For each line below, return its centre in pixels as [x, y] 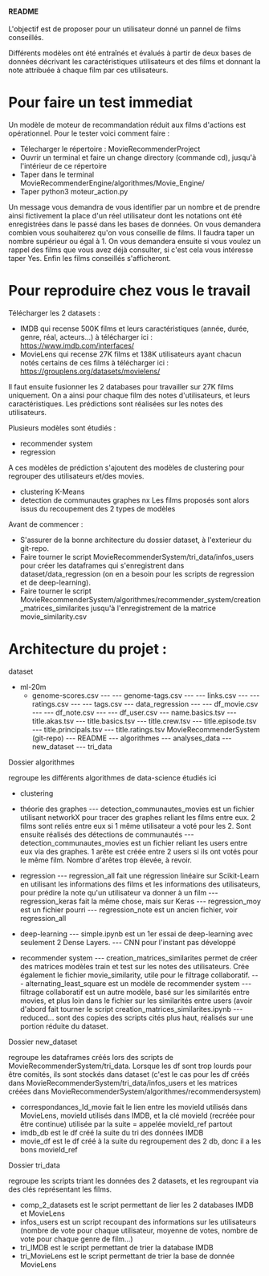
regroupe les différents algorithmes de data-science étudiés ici [112, 778]
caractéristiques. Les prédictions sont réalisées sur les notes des [116, 404]
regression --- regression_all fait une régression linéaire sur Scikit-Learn [139, 876]
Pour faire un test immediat [100, 102]
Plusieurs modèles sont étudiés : [62, 428]
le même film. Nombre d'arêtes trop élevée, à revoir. [106, 860]
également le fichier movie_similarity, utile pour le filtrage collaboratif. [135, 975]
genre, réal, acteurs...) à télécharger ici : [86, 337]
